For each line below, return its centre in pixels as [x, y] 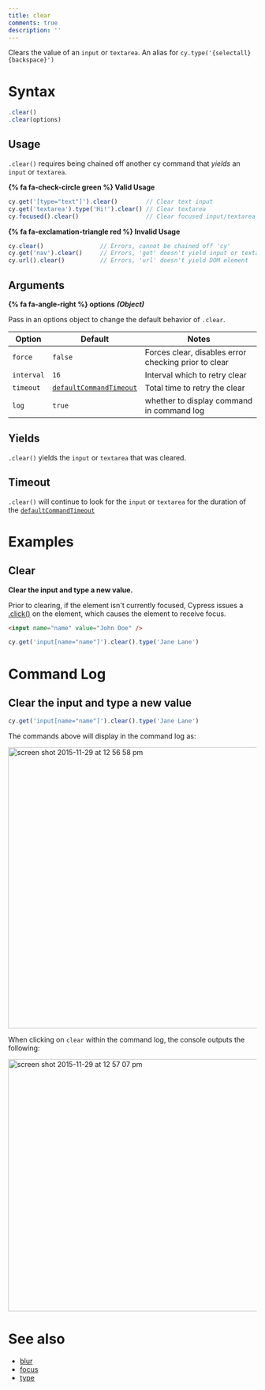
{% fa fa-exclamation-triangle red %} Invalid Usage [94, 231]
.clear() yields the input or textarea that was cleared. [97, 457]
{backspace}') [32, 60]
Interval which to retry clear [196, 374]
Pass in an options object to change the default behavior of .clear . [117, 319]
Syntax [32, 91]
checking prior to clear [187, 362]
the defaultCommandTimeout [52, 509]
